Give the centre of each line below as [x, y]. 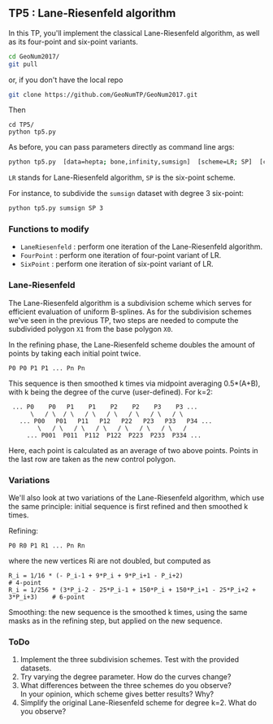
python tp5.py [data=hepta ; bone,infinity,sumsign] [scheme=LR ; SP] [130, 162]
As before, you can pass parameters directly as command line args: [121, 147]
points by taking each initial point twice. [75, 353]
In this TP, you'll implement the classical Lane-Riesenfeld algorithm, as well [134, 33]
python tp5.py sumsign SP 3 [56, 208]
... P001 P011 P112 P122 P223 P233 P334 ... [114, 435]
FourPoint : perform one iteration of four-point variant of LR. [121, 255]
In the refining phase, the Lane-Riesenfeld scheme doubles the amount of [132, 344]
